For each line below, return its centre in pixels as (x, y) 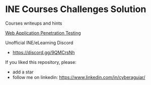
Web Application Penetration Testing (43, 33)
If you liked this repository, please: (41, 62)
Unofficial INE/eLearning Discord (39, 42)
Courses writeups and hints (34, 23)
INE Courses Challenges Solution (76, 9)
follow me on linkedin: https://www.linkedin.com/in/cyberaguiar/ (79, 77)
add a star (23, 72)
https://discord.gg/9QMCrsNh (44, 52)
